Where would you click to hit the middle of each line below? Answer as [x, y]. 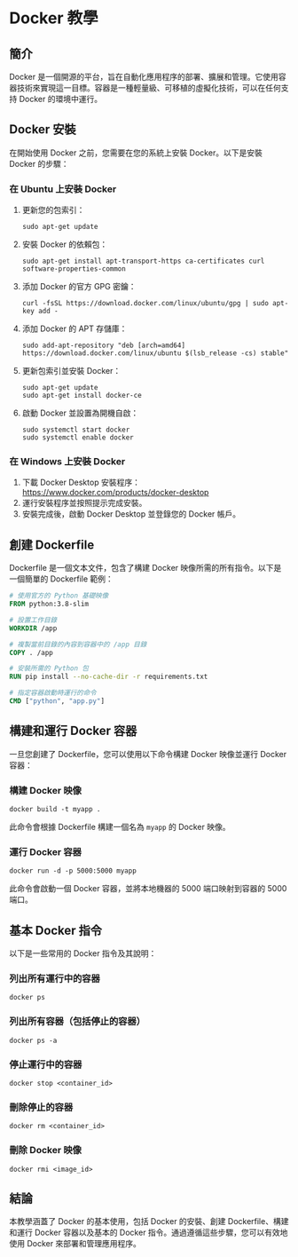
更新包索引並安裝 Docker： [71, 371]
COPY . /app [31, 652]
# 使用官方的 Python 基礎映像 [59, 596]
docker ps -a [33, 1040]
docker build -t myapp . [55, 810]
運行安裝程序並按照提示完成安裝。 [84, 503]
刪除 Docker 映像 [46, 1150]
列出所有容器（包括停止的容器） [78, 1022]
